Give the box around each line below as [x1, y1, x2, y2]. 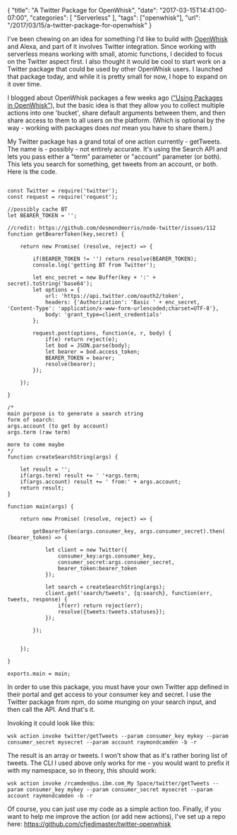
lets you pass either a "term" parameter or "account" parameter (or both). [7, 152, 222, 161]
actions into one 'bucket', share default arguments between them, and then [7, 109, 226, 117]
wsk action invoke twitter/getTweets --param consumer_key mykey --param [7, 732, 229, 739]
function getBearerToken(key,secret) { [7, 231, 125, 238]
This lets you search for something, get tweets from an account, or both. [7, 160, 219, 168]
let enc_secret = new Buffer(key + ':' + [32, 274, 157, 281]
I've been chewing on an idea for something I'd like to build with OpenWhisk [7, 35, 228, 43]
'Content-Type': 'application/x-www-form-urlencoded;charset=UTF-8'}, [7, 305, 219, 312]
